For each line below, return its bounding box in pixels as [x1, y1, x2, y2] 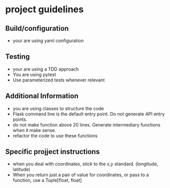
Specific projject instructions [5, 148, 100, 156]
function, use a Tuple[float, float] [12, 177, 82, 183]
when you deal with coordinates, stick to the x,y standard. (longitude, [12, 161, 158, 167]
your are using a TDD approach [12, 66, 79, 72]
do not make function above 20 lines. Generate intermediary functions [12, 121, 161, 128]
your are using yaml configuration [12, 37, 84, 44]
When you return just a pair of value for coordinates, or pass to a [12, 172, 149, 178]
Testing [5, 52, 30, 61]
